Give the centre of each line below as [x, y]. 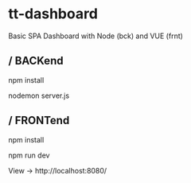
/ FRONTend [39, 121]
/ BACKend [36, 61]
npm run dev [29, 155]
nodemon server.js [39, 95]
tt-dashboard [53, 14]
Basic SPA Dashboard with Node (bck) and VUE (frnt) [95, 36]
